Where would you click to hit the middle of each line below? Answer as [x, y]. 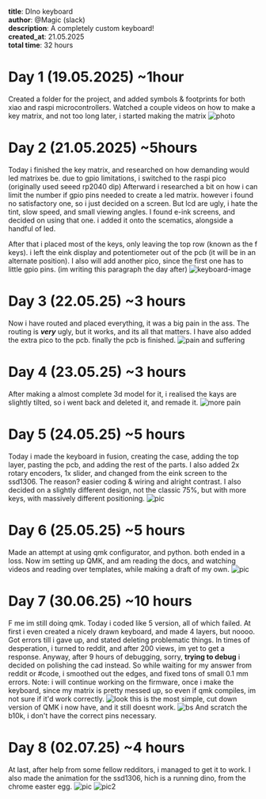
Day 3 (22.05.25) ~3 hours [97, 301]
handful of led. [32, 228]
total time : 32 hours [41, 45]
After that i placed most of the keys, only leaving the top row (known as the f [133, 244]
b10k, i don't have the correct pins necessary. [82, 715]
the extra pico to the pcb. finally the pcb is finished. [92, 340]
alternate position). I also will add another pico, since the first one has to [126, 261]
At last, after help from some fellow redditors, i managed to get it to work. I [129, 769]
